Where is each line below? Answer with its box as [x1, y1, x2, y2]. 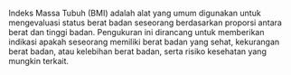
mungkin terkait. [8, 56, 70, 66]
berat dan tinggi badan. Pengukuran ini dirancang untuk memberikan [8, 27, 265, 37]
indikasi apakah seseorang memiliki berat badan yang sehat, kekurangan [8, 36, 280, 47]
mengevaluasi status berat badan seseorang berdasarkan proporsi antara [8, 17, 282, 28]
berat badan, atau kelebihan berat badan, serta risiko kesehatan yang [8, 46, 268, 57]
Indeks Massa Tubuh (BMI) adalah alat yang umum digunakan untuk [8, 8, 261, 18]
